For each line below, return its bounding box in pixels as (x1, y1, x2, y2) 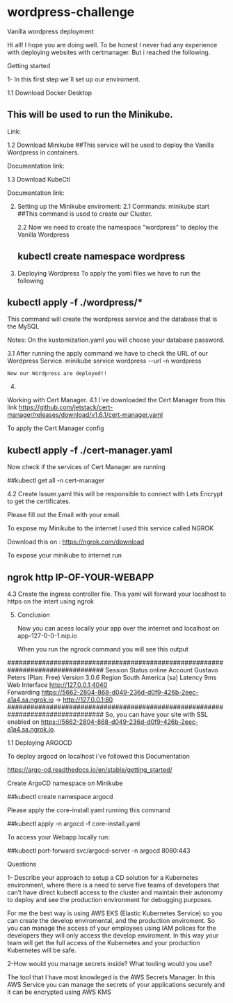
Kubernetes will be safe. (7, 946, 77, 954)
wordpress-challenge (7, 4, 135, 20)
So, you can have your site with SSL (105, 711, 209, 718)
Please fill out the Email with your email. (7, 511, 121, 519)
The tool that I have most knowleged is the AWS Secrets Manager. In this (7, 973, 216, 981)
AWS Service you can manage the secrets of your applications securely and (7, 981, 225, 988)
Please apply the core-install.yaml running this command (7, 806, 170, 814)
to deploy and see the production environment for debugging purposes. (7, 896, 214, 903)
